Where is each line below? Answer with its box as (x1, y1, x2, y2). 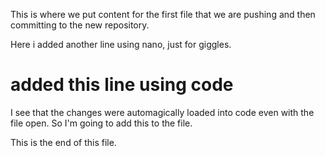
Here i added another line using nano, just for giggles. (10, 39, 232, 50)
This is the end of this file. (10, 136, 117, 148)
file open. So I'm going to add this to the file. (10, 117, 193, 129)
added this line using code (10, 74, 234, 96)
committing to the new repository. (10, 19, 150, 31)
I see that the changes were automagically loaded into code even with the (10, 106, 315, 118)
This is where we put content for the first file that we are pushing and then (10, 9, 316, 20)
